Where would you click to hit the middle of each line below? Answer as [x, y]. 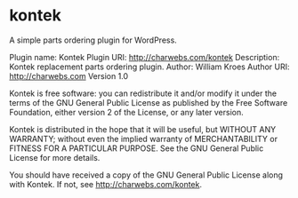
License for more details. [55, 157]
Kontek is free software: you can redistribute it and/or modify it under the [143, 93]
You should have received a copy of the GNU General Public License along [146, 175]
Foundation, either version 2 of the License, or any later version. [127, 112]
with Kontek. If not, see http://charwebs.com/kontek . [106, 184]
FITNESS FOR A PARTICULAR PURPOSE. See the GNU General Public [137, 148]
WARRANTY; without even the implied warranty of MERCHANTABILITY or [144, 139]
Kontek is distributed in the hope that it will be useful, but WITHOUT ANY [143, 129]
